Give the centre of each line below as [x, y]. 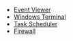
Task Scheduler [35, 24]
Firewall [25, 31]
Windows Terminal [40, 17]
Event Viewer [32, 10]
